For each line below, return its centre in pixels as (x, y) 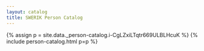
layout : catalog (27, 12)
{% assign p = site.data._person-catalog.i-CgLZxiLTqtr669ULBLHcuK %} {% (102, 35)
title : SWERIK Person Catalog (45, 18)
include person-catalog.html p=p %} (52, 41)
